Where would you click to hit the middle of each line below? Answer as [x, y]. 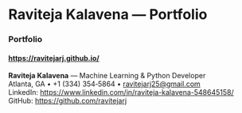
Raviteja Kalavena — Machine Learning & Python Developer [107, 76]
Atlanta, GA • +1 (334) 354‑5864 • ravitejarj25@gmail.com [104, 84]
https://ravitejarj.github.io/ [54, 58]
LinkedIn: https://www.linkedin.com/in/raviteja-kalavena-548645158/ [121, 92]
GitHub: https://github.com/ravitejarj [68, 101]
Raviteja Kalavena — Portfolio [108, 15]
